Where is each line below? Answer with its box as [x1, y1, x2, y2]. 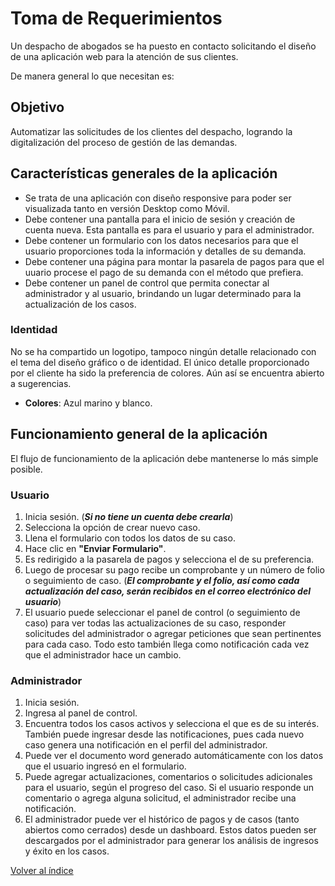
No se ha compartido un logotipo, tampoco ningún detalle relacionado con [10, 345, 317, 357]
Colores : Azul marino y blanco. [24, 397, 153, 409]
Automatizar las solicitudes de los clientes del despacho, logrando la [10, 125, 293, 137]
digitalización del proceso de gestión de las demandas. [10, 136, 238, 148]
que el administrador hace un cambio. [24, 648, 182, 661]
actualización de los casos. [24, 298, 137, 310]
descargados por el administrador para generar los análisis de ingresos [24, 835, 319, 847]
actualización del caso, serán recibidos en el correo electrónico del [24, 585, 311, 597]
